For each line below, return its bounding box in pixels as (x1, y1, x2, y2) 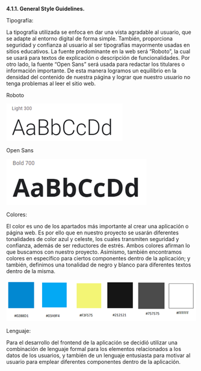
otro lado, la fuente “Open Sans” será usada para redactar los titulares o (6, 60, 185, 68)
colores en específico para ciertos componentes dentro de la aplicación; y (6, 255, 191, 262)
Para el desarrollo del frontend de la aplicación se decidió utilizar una (6, 338, 178, 346)
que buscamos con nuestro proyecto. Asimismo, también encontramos (6, 248, 182, 256)
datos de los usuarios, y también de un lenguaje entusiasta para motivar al (6, 352, 191, 359)
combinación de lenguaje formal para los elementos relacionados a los (6, 345, 182, 352)
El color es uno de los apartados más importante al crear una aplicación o (6, 223, 189, 230)
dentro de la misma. (6, 268, 56, 274)
